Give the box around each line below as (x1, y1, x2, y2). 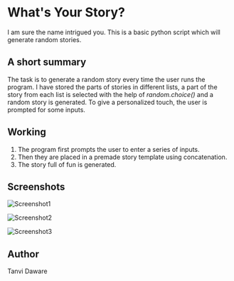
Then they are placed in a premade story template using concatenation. (17, 153, 228, 161)
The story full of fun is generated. (17, 160, 117, 168)
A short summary (7, 56, 87, 68)
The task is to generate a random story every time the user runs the (7, 75, 206, 83)
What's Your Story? (7, 4, 126, 21)
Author (7, 247, 39, 260)
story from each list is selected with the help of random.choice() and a (7, 90, 213, 98)
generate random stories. (7, 35, 82, 44)
